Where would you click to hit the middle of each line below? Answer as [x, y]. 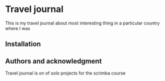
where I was [18, 28]
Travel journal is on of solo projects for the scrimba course [65, 73]
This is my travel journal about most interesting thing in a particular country [82, 23]
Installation [23, 44]
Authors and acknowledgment [53, 61]
